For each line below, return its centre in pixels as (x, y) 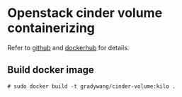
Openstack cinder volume (85, 13)
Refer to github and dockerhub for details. (68, 47)
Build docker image (51, 70)
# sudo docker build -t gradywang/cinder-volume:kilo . (91, 86)
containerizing (51, 28)
